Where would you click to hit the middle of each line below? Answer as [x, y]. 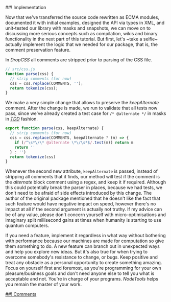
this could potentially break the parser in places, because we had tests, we [84, 188]
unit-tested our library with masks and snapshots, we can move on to [78, 28]
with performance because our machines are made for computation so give [85, 241]
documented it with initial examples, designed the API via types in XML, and [85, 23]
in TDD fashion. [22, 119]
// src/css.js [20, 69]
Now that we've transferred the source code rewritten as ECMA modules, [82, 17]
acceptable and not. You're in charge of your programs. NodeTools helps [82, 279]
